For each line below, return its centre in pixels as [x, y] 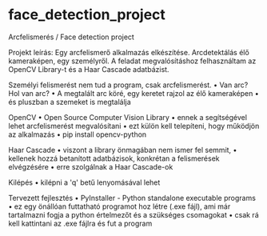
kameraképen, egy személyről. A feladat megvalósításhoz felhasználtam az [132, 61]
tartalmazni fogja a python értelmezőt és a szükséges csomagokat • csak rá [133, 214]
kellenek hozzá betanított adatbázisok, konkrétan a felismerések [114, 158]
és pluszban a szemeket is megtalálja [70, 102]
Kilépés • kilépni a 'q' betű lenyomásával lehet [84, 182]
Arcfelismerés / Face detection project [71, 37]
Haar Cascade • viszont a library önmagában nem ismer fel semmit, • [123, 150]
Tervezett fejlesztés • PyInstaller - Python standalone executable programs [132, 198]
